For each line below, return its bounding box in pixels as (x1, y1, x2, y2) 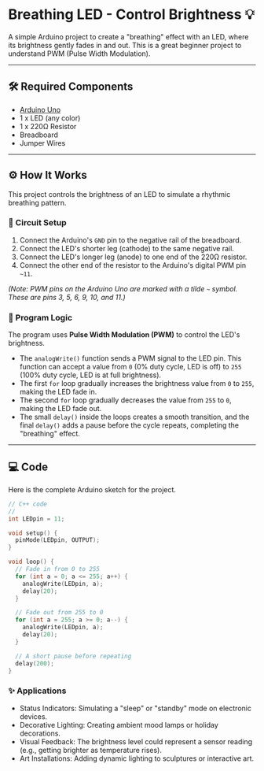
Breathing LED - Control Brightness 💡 (8, 6, 255, 24)
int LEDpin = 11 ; (8, 514, 65, 523)
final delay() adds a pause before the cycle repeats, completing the (19, 421, 240, 430)
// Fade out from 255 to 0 (15, 609, 104, 617)
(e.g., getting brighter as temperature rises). (19, 745, 163, 754)
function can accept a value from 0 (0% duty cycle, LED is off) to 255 (19, 362, 242, 372)
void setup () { (8, 529, 58, 537)
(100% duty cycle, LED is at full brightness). (19, 370, 162, 380)
